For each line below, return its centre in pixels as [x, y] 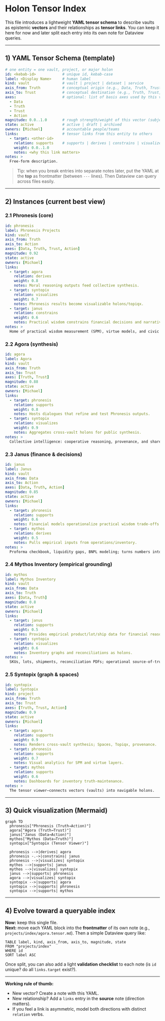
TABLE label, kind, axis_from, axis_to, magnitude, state [66, 942]
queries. [14, 38]
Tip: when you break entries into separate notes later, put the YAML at [88, 171]
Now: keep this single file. [31, 923]
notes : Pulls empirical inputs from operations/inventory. [76, 542]
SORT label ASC [21, 955]
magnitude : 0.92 [22, 253]
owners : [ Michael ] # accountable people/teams [62, 129]
